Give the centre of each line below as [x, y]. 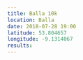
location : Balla [31, 20]
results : [20, 46]
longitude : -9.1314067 [40, 39]
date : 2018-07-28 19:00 [42, 26]
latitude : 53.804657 [37, 33]
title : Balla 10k [32, 13]
